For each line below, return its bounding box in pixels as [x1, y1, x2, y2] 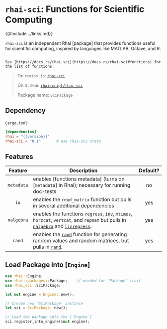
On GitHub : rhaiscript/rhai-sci [17, 82, 83, 88]
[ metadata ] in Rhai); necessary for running [33, 182, 131, 189]
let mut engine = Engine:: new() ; [5, 292, 75, 297]
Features [5, 152, 33, 161]
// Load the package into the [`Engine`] [5, 315, 92, 320]
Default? [139, 167, 160, 174]
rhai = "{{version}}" [5, 134, 50, 139]
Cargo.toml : [5, 120, 29, 126]
